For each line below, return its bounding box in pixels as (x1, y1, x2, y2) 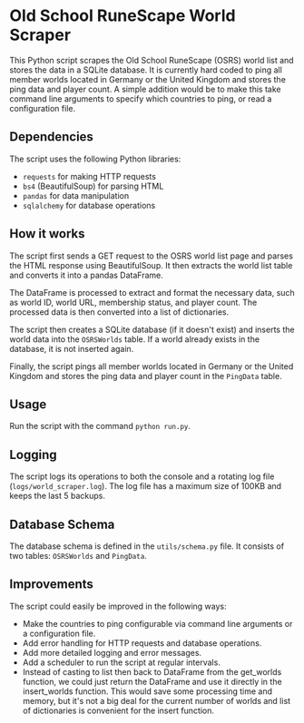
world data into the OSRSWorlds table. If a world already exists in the (9, 333, 260, 345)
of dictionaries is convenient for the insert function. (22, 705, 215, 716)
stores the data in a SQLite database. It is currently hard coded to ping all (9, 64, 283, 75)
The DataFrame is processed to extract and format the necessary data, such (9, 287, 295, 298)
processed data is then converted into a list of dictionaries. (9, 306, 230, 318)
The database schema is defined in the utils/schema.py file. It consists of (9, 541, 284, 552)
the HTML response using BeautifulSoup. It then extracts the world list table (9, 259, 293, 270)
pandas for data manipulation (22, 190, 130, 200)
